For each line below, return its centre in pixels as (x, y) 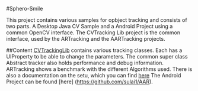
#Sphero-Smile (25, 9)
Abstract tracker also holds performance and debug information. (85, 63)
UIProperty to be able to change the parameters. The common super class (97, 56)
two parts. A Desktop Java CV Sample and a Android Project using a (90, 26)
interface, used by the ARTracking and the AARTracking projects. (86, 39)
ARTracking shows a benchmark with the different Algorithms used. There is (99, 69)
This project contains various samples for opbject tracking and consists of (97, 20)
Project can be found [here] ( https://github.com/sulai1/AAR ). (79, 82)
